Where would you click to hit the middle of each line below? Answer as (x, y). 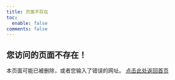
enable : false (30, 23)
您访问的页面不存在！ (47, 55)
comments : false (27, 29)
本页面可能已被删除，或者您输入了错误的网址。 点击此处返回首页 (87, 71)
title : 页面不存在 (28, 12)
